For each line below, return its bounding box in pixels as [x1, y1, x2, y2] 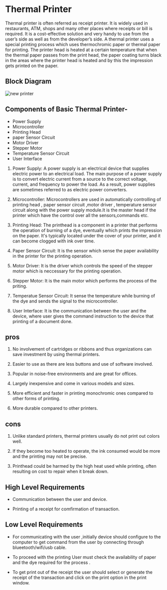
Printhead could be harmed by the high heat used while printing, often [12, 463, 157, 469]
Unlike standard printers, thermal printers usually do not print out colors [12, 433, 160, 439]
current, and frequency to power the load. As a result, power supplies [12, 181, 156, 187]
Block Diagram [5, 77, 51, 86]
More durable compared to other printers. [12, 405, 98, 411]
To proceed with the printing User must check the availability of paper [12, 554, 157, 560]
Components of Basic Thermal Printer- [5, 105, 128, 114]
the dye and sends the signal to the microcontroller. [12, 298, 119, 304]
